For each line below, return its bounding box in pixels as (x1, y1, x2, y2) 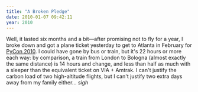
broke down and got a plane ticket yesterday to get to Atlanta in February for (6, 42, 192, 49)
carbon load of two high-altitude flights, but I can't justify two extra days (6, 73, 183, 80)
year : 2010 (6, 19, 33, 25)
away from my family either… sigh (6, 79, 89, 86)
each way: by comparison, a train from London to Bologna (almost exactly (6, 54, 186, 62)
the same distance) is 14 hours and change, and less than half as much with (6, 60, 191, 67)
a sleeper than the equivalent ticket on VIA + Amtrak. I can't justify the (6, 67, 177, 74)
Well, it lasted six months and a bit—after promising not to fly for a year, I (6, 36, 183, 43)
